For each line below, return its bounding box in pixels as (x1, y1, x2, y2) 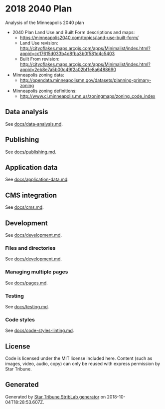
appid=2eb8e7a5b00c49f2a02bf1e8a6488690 (19, 66, 116, 73)
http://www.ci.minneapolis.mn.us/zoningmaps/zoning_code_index (19, 93, 156, 99)
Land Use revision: (19, 40, 58, 46)
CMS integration (5, 191, 57, 199)
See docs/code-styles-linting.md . (5, 327, 74, 333)
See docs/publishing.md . (5, 149, 56, 155)
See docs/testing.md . (5, 303, 49, 309)
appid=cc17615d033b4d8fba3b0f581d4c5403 (19, 51, 115, 57)
